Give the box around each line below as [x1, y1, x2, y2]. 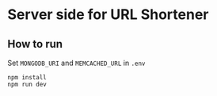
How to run [7, 37, 63, 51]
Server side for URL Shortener [7, 6, 209, 24]
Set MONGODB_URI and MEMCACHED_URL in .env [7, 58, 146, 67]
